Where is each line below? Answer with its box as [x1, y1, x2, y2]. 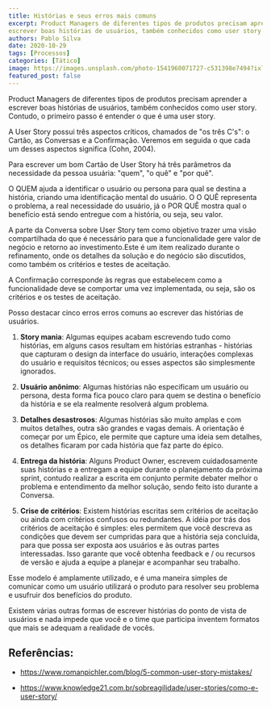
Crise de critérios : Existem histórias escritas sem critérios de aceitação [19, 506, 259, 515]
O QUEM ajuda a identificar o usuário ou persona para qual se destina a [8, 183, 247, 194]
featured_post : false [8, 72, 81, 80]
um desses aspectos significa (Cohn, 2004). [8, 144, 156, 153]
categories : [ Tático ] [8, 57, 81, 65]
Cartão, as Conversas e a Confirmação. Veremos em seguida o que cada [8, 135, 251, 145]
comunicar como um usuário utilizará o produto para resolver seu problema [8, 582, 260, 591]
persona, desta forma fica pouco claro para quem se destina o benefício [19, 390, 261, 400]
